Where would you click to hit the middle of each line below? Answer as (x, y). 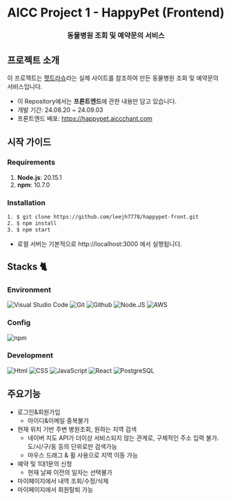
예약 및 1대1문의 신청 (44, 463)
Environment (29, 290)
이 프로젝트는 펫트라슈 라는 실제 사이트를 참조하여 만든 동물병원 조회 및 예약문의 (113, 78)
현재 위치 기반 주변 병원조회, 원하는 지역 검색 (77, 429)
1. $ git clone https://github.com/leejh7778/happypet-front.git (103, 217)
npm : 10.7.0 (33, 185)
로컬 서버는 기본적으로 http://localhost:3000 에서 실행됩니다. (100, 243)
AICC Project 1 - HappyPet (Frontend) (116, 13)
